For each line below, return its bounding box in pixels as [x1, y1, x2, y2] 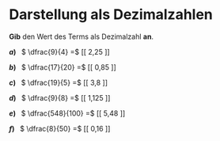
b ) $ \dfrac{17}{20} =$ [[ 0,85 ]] [9, 62, 117, 72]
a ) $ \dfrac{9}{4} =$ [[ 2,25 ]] [9, 47, 110, 56]
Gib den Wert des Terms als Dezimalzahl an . [9, 32, 154, 41]
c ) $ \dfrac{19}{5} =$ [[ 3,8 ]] [9, 78, 108, 87]
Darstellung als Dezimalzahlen [9, 6, 213, 24]
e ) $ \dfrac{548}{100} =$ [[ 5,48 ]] [9, 109, 126, 118]
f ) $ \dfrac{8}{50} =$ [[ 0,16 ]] [9, 124, 111, 133]
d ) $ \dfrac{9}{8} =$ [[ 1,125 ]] [9, 93, 111, 102]
